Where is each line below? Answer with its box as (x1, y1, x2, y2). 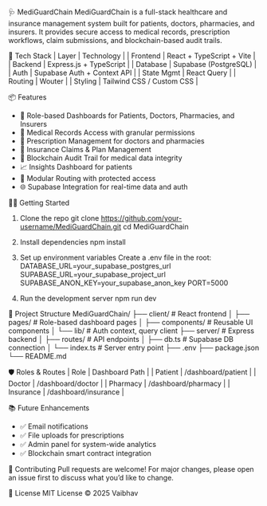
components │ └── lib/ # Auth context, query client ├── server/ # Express (8, 326, 255, 335)
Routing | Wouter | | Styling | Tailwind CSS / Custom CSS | (8, 76, 198, 86)
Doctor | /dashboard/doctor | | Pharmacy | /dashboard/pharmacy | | (8, 379, 230, 388)
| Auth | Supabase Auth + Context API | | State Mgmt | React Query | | (8, 68, 237, 77)
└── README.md (8, 351, 67, 361)
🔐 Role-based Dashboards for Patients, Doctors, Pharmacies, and (19, 111, 235, 120)
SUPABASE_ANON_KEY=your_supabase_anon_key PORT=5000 (19, 278, 229, 288)
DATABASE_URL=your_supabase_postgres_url (19, 261, 171, 270)
